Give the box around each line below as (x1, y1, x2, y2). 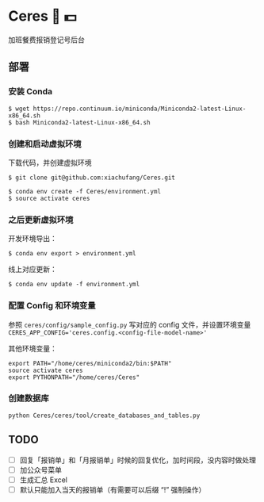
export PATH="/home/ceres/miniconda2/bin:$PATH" (8, 359, 172, 367)
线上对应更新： (8, 265, 57, 274)
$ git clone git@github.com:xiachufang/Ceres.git (8, 174, 176, 182)
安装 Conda (8, 86, 53, 98)
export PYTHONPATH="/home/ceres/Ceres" (8, 373, 140, 381)
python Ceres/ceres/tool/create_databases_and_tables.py (8, 412, 201, 420)
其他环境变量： (8, 343, 57, 353)
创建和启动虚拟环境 (8, 138, 82, 149)
